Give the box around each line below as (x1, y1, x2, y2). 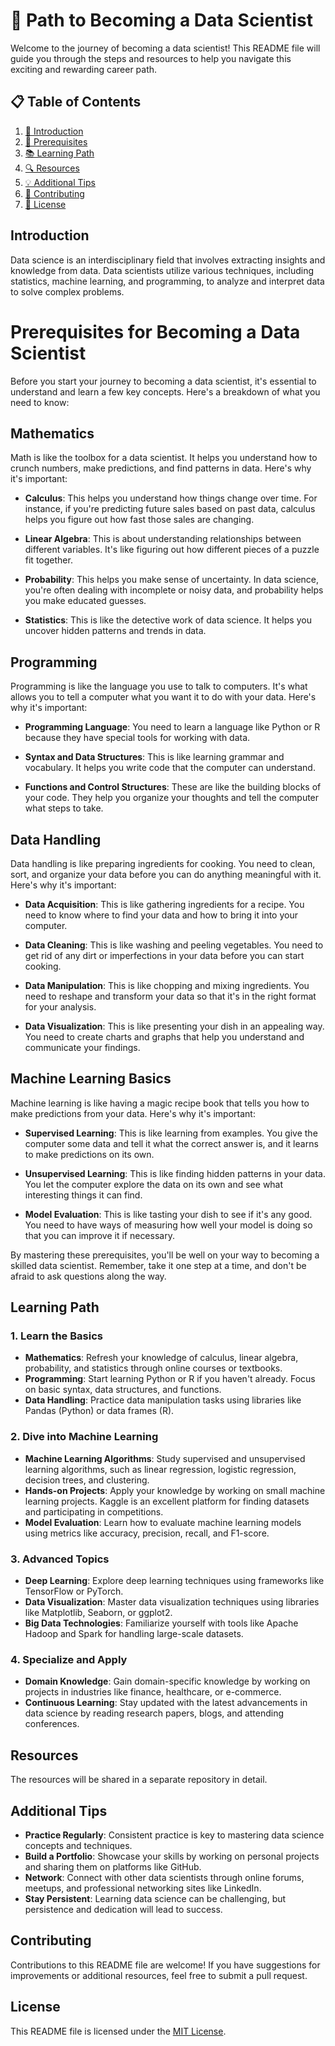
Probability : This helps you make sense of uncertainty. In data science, (24, 574, 320, 586)
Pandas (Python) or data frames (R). (24, 1405, 175, 1417)
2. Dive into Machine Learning (10, 1430, 159, 1444)
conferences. (24, 1718, 80, 1730)
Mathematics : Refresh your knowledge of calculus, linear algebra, (24, 1352, 299, 1364)
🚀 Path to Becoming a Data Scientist (10, 9, 313, 32)
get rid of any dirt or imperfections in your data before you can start (24, 949, 305, 961)
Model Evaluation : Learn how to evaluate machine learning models (24, 1516, 302, 1528)
